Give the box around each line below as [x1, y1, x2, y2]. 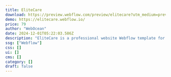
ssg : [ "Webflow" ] [5, 41, 42, 46]
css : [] [5, 45, 22, 50]
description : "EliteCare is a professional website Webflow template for [5, 36, 165, 41]
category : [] [5, 59, 33, 64]
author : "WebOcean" [5, 26, 47, 31]
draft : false [5, 64, 33, 69]
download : [5, 12, 26, 17]
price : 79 [5, 21, 26, 27]
